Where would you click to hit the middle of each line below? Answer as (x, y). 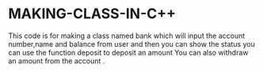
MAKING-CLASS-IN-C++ (92, 14)
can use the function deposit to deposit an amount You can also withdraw (128, 52)
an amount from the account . (57, 61)
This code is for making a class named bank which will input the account (127, 36)
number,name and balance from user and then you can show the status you (131, 44)
